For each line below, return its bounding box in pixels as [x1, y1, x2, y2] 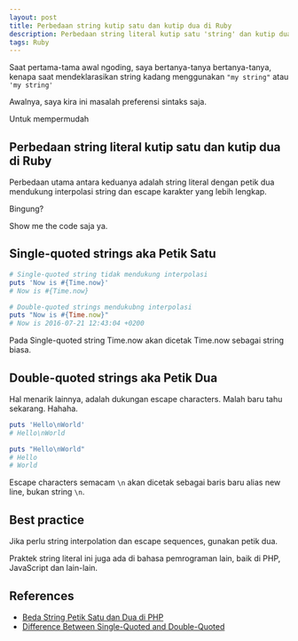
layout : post [9, 12, 58, 22]
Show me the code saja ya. [9, 221, 108, 232]
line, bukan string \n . [9, 487, 85, 497]
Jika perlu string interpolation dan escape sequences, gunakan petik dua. [9, 536, 278, 547]
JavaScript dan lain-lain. [9, 563, 98, 574]
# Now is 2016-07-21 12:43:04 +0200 [9, 319, 145, 328]
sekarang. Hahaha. [9, 403, 78, 414]
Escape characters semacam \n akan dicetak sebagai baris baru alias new [9, 477, 281, 488]
